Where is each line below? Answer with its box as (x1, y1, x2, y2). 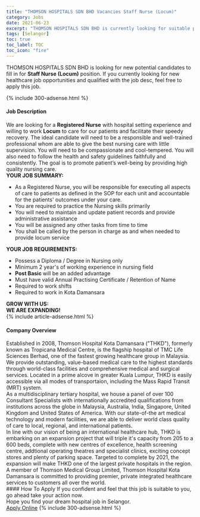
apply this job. (6, 83, 41, 90)
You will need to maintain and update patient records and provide (14, 208, 176, 216)
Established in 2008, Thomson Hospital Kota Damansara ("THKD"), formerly (6, 340, 193, 347)
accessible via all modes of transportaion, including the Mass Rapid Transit (6, 378, 190, 385)
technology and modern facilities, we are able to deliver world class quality (6, 416, 190, 423)
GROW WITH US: (6, 300, 49, 307)
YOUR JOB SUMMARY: (6, 172, 64, 179)
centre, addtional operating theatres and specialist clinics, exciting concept (6, 447, 190, 454)
